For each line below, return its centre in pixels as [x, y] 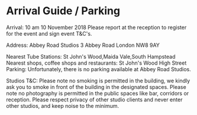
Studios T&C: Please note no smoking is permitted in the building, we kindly [98, 81]
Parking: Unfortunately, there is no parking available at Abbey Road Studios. [98, 69]
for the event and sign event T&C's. [49, 33]
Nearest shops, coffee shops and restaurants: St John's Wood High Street [96, 63]
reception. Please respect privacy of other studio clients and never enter [94, 100]
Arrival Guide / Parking [63, 11]
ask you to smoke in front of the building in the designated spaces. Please [96, 87]
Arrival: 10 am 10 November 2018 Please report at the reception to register [96, 27]
